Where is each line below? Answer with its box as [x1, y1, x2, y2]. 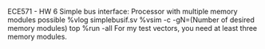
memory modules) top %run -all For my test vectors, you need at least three [7, 24, 258, 32]
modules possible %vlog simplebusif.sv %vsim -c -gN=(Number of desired [7, 15, 255, 24]
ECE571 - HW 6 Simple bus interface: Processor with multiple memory [7, 7, 238, 16]
